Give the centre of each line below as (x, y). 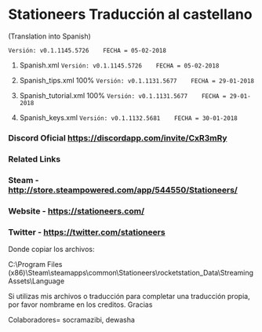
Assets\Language (36, 281)
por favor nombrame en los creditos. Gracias (80, 305)
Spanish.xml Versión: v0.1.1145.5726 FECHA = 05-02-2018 (119, 65)
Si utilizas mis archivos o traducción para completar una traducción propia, (129, 296)
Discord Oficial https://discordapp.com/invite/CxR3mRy (118, 137)
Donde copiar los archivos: (51, 249)
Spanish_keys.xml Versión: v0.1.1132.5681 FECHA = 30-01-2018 (128, 117)
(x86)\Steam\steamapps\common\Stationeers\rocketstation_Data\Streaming (131, 272)
